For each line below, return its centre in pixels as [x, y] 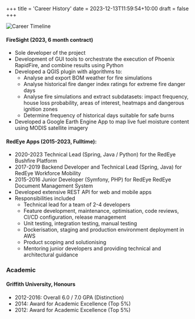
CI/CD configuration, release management [75, 217]
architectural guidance [51, 255]
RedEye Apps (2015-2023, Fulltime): [52, 142]
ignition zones [40, 109]
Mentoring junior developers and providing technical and [92, 249]
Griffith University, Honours [41, 284]
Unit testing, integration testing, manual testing [80, 223]
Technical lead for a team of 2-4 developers [77, 205]
